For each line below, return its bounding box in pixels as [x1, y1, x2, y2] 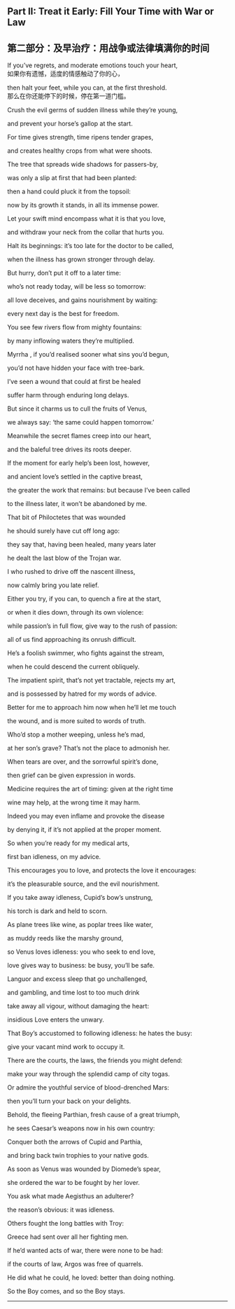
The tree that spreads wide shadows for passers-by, [7, 160, 159, 169]
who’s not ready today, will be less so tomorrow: [7, 282, 146, 291]
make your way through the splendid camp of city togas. [7, 1070, 170, 1078]
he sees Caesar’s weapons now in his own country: [7, 1124, 155, 1132]
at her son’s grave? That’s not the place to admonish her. [7, 744, 170, 753]
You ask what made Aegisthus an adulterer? [7, 1192, 134, 1200]
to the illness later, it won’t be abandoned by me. [7, 500, 147, 508]
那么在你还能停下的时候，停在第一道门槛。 [7, 92, 130, 100]
